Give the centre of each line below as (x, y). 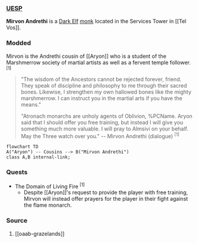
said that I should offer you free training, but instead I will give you (102, 122)
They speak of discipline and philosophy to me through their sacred (104, 85)
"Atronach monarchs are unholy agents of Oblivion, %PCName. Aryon (106, 116)
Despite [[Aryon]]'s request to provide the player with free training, (106, 192)
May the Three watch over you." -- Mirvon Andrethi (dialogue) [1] (100, 135)
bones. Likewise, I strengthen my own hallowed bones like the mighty (106, 92)
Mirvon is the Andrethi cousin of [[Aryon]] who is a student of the (86, 56)
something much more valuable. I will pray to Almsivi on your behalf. (105, 129)
